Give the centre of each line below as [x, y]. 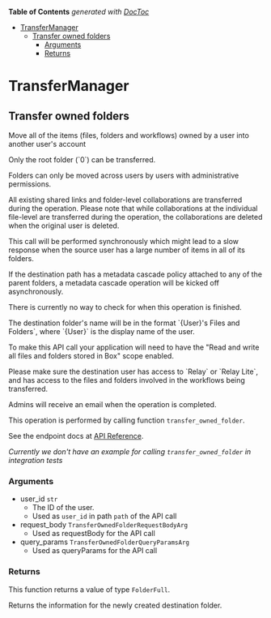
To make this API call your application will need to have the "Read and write [134, 347]
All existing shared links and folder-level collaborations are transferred [125, 200]
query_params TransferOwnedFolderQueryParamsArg [105, 542]
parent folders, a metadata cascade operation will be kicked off [114, 283]
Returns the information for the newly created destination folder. [115, 605]
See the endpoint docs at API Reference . [76, 436]
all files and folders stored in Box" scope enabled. [91, 356]
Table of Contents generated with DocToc [79, 12]
